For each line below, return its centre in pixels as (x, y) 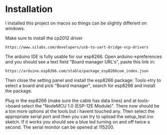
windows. (15, 28)
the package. (19, 90)
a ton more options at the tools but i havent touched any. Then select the (80, 111)
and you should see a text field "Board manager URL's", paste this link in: (80, 61)
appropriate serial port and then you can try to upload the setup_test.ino (79, 116)
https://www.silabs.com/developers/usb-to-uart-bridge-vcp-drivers (77, 47)
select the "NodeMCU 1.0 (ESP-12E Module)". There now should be (90, 105)
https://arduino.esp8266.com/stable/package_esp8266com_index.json (77, 71)
